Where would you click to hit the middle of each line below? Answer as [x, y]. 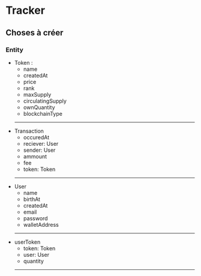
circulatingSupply [45, 101]
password [36, 218]
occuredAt [36, 137]
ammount [35, 156]
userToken [27, 242]
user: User [36, 254]
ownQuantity [39, 107]
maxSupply [37, 94]
